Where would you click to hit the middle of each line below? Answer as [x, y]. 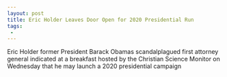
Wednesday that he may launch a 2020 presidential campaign [94, 66]
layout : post [26, 13]
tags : [15, 26]
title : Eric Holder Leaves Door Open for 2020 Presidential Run [101, 20]
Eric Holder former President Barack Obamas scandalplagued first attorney [113, 52]
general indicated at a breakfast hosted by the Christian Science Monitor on [114, 59]
